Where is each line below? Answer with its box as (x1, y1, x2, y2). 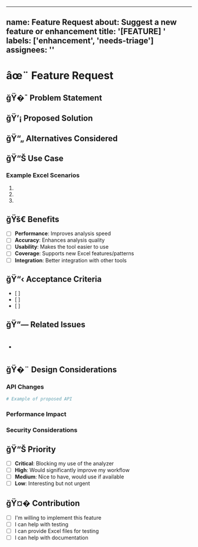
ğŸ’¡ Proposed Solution (6, 113, 93, 123)
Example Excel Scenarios (6, 171, 80, 180)
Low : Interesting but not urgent (14, 480, 90, 487)
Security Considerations (6, 426, 78, 434)
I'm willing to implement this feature (14, 515, 102, 522)
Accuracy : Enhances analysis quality (14, 237, 105, 244)
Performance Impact (6, 410, 67, 418)
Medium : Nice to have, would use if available (14, 473, 124, 480)
